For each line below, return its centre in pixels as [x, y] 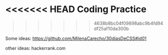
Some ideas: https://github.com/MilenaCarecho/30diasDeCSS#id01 [76, 38]
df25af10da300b [111, 28]
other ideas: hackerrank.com [36, 48]
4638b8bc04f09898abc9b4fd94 [129, 23]
